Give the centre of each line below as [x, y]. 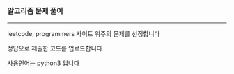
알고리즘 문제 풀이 [36, 10]
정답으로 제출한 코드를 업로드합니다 [55, 48]
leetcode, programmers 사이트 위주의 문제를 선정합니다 [84, 34]
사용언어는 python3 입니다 [44, 63]
